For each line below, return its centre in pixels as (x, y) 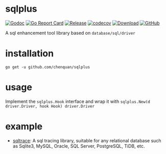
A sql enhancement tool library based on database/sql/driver (70, 33)
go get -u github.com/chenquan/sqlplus (48, 67)
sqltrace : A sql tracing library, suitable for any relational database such (87, 140)
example (24, 126)
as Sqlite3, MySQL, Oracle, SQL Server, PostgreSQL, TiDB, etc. (79, 146)
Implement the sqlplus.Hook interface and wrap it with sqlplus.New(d (78, 101)
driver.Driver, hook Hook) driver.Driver (50, 106)
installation (30, 54)
